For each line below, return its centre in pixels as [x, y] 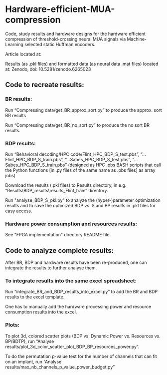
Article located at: [23, 54]
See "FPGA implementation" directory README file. [58, 235]
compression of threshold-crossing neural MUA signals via [66, 39]
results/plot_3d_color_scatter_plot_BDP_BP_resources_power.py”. [72, 346]
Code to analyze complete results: [60, 251]
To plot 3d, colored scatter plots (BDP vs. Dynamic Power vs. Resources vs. [83, 336]
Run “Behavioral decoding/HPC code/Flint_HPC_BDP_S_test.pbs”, [72, 154]
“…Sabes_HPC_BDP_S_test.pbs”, [98, 159]
